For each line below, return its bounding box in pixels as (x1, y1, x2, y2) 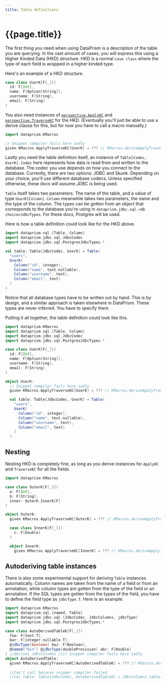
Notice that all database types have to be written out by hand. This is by (5, 294, 152, 300)
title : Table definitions (5, 7, 58, 12)
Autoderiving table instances (5, 562, 97, 570)
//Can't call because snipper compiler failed (9, 670, 107, 675)
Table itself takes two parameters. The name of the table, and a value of (5, 190, 152, 196)
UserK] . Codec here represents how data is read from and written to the (5, 159, 148, 166)
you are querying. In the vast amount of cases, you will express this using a (5, 50, 159, 56)
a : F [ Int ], (9, 489, 32, 494)
